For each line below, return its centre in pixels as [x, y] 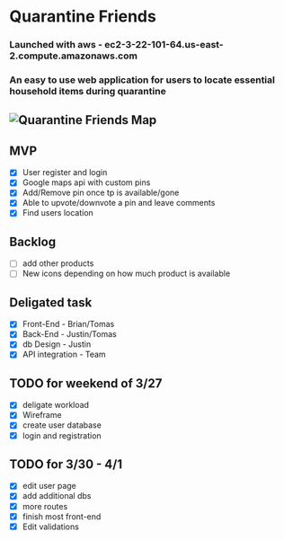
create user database [62, 425]
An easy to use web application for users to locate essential [142, 80]
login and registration [62, 435]
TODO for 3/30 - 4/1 [66, 464]
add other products [58, 263]
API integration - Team [64, 354]
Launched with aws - [56, 45]
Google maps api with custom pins [86, 182]
